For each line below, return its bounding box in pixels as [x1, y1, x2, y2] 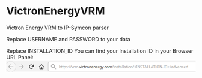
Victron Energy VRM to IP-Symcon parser [6, 24, 109, 31]
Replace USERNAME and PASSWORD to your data [6, 35, 130, 43]
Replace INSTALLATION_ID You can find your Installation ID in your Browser [6, 47, 194, 55]
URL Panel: [6, 53, 34, 61]
